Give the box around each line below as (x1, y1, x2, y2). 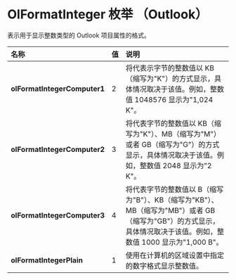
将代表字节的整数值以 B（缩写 (125, 184, 224, 194)
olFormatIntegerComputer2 (11, 144, 105, 154)
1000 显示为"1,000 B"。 (141, 237, 223, 247)
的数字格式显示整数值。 (125, 261, 204, 271)
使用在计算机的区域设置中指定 (125, 250, 225, 260)
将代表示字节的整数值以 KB (125, 63, 215, 72)
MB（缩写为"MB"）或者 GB (125, 205, 216, 215)
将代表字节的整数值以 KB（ (125, 118, 215, 128)
